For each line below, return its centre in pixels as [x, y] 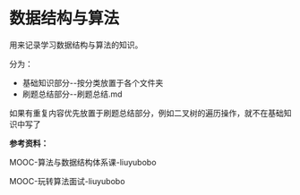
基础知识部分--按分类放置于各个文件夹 [93, 82]
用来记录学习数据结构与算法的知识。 [76, 45]
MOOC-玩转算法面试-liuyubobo [67, 181]
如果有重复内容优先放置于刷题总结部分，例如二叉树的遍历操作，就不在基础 [146, 113]
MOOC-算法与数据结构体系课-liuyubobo [83, 162]
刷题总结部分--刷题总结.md [72, 94]
